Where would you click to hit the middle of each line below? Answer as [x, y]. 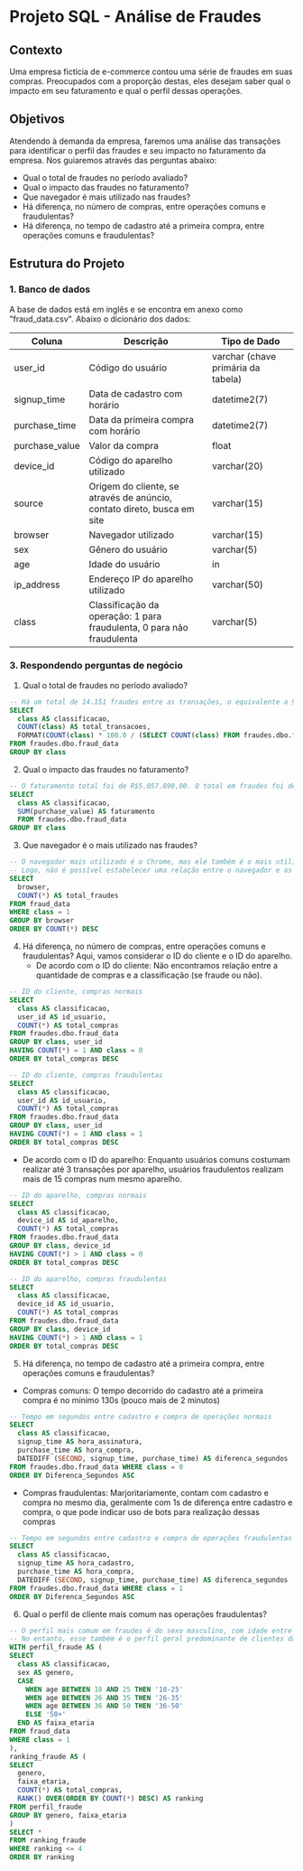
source [28, 503]
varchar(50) [238, 585]
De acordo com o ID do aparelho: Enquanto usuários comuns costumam [156, 1159]
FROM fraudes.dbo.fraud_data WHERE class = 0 [96, 1467]
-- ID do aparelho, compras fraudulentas [88, 1279]
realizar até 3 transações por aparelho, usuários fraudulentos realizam [153, 1169]
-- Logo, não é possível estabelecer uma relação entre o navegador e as [151, 870]
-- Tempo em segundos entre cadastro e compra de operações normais [141, 1417]
